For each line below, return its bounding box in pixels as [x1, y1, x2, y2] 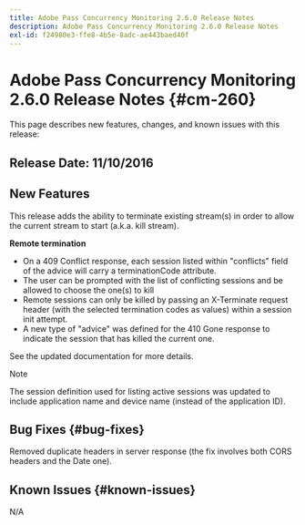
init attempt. [22, 314, 68, 324]
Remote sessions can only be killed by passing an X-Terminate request [22, 293, 289, 305]
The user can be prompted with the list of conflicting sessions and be [22, 274, 284, 285]
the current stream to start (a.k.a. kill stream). [9, 220, 179, 231]
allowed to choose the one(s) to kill [22, 284, 155, 295]
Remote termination [9, 238, 86, 249]
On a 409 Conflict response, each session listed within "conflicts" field [22, 255, 289, 266]
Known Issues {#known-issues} [9, 482, 196, 498]
